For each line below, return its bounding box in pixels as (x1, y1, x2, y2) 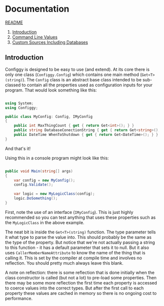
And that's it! (5, 145, 31, 152)
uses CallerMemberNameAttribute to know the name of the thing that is (5, 249, 145, 255)
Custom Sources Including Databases (12, 39, 88, 45)
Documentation (5, 3, 70, 15)
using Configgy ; (5, 105, 38, 110)
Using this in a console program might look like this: (5, 155, 109, 161)
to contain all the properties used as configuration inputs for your (21, 82, 153, 88)
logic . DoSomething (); (14, 196, 58, 201)
